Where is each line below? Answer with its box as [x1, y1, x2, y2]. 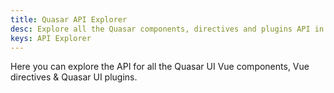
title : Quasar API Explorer [10, 14, 128, 25]
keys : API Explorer [10, 33, 92, 43]
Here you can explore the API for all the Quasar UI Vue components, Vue [10, 61, 310, 73]
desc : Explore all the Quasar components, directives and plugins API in [10, 24, 325, 34]
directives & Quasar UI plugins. [10, 71, 138, 83]
